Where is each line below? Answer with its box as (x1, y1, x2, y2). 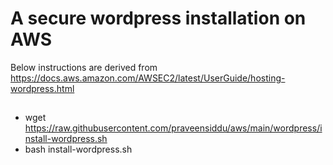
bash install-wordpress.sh (24, 143, 133, 156)
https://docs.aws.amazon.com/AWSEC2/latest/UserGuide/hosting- (10, 72, 286, 84)
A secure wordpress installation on (10, 7, 307, 30)
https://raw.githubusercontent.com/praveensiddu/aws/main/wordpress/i (24, 122, 323, 134)
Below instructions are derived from (10, 61, 158, 73)
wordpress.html (10, 82, 75, 94)
